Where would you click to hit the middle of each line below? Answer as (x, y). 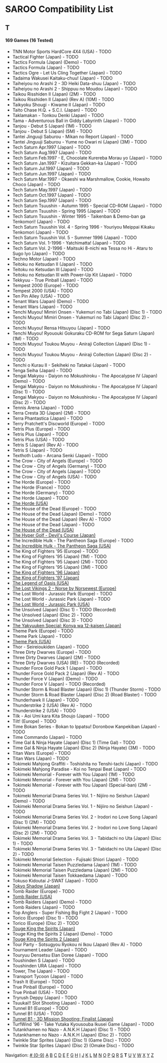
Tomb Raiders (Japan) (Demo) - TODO (52, 902)
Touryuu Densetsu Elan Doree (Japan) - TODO (60, 955)
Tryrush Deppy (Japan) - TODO (45, 997)
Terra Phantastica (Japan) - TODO (48, 418)
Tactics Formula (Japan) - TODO (46, 67)
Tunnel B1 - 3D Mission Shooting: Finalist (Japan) (63, 1018)
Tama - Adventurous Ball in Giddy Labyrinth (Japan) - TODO (74, 121)
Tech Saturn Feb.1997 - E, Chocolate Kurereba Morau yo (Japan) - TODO (87, 158)
